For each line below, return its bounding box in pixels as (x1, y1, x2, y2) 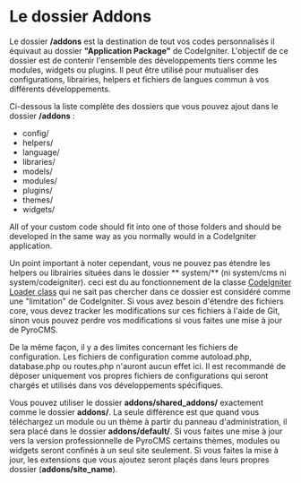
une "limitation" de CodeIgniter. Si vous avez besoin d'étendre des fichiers (9, 296, 284, 306)
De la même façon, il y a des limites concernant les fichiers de (9, 341, 239, 352)
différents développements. (9, 83, 111, 94)
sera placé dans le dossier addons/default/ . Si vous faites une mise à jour (9, 426, 283, 436)
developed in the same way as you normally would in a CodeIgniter (9, 230, 257, 241)
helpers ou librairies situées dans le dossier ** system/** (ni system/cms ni (9, 267, 287, 278)
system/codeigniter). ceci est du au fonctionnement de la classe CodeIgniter (9, 276, 292, 288)
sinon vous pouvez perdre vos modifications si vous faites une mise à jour (9, 315, 283, 325)
